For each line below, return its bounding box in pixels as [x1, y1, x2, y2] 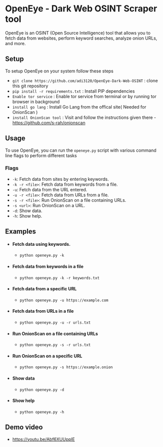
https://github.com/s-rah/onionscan [12, 119, 85, 125]
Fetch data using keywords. [12, 241, 71, 247]
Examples [5, 227, 36, 236]
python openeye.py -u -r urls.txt [19, 320, 91, 325]
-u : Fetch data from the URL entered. [12, 186, 87, 192]
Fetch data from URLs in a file [12, 308, 74, 314]
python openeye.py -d [19, 387, 64, 392]
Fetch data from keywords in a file [12, 264, 84, 270]
